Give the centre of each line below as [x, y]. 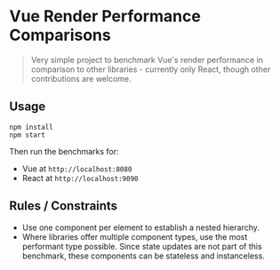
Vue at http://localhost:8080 [77, 168]
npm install [31, 127]
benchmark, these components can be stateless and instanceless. [143, 256]
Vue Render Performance [105, 16]
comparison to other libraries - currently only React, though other [151, 69]
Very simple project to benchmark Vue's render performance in [147, 60]
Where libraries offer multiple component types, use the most [135, 236]
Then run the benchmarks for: [64, 151]
